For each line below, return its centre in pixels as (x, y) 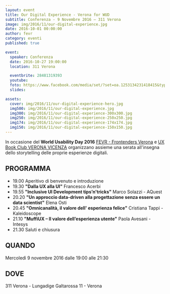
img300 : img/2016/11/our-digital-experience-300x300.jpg (71, 113)
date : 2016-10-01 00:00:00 (34, 29)
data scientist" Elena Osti (39, 202)
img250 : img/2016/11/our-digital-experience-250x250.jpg (71, 118)
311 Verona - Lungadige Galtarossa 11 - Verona (54, 286)
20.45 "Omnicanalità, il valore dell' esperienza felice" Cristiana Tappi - (88, 208)
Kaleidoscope (27, 213)
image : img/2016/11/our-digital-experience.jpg (56, 24)
